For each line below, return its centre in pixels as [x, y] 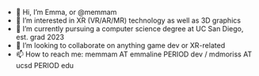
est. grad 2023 [40, 37]
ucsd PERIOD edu [44, 65]
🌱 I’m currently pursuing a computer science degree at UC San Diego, [129, 29]
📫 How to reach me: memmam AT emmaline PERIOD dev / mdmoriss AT [134, 54]
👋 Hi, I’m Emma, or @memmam [66, 12]
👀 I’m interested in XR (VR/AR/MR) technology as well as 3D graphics [128, 20]
